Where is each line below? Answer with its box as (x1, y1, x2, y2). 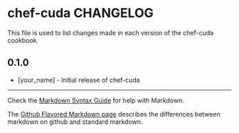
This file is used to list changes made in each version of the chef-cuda (7, 28, 214, 37)
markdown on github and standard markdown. (7, 117, 143, 126)
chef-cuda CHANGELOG (7, 5, 154, 21)
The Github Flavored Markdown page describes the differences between (7, 110, 221, 118)
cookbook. (7, 36, 39, 44)
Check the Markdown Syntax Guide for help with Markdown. (7, 96, 185, 105)
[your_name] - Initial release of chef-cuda (17, 75, 140, 84)
